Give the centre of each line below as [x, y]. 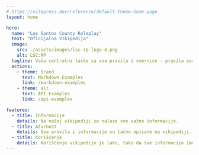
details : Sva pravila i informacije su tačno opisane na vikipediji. [105, 132]
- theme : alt [33, 88]
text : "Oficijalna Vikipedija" [50, 39]
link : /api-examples [47, 99]
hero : [13, 28]
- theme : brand [36, 72]
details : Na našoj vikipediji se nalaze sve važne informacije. [98, 121]
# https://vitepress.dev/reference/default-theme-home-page [82, 12]
